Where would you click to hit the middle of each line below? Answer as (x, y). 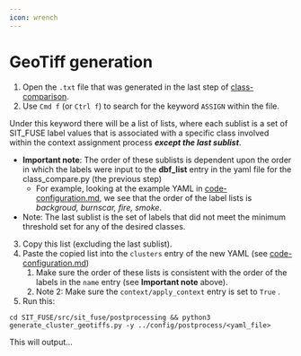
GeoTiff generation (81, 61)
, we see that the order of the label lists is (176, 197)
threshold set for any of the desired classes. (104, 226)
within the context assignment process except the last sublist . (125, 142)
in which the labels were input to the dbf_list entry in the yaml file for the (157, 169)
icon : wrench (34, 17)
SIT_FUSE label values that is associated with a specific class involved (139, 133)
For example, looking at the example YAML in (119, 188)
